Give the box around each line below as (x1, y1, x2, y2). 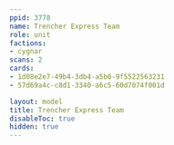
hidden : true (9, 122, 59, 131)
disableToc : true (9, 114, 76, 123)
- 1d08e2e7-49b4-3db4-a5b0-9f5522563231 (9, 72, 166, 82)
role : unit (9, 30, 51, 39)
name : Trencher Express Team (9, 22, 120, 31)
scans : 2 (9, 55, 43, 64)
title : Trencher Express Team (9, 105, 125, 114)
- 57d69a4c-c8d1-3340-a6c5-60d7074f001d (9, 81, 166, 90)
